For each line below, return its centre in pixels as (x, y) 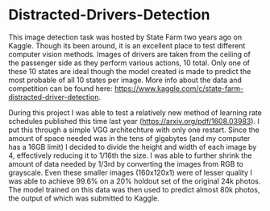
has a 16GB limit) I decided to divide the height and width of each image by (133, 147)
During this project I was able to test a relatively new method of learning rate (135, 112)
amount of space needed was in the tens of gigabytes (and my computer (129, 138)
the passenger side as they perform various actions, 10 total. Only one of (129, 63)
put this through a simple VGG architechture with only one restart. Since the (134, 130)
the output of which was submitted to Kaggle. (84, 198)
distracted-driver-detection (54, 97)
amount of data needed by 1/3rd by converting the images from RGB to (126, 163)
